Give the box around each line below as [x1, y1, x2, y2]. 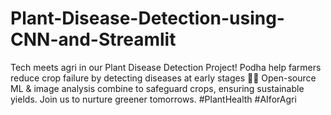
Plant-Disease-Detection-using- [10, 7, 285, 30]
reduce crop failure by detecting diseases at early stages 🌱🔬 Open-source [10, 72, 317, 84]
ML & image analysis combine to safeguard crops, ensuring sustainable [10, 82, 305, 94]
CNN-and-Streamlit [10, 28, 177, 51]
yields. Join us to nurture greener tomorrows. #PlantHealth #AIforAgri [10, 93, 297, 105]
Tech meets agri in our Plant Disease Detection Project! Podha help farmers [10, 61, 322, 73]
